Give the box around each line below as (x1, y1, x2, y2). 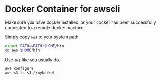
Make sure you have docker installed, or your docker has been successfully (5, 19, 156, 25)
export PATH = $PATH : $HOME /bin (5, 43, 64, 48)
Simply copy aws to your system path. (5, 34, 80, 40)
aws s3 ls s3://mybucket (5, 70, 55, 75)
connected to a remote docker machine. (5, 24, 85, 30)
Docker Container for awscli (5, 3, 120, 15)
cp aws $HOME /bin (5, 48, 40, 53)
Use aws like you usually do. (5, 57, 61, 63)
